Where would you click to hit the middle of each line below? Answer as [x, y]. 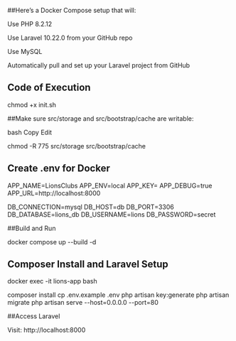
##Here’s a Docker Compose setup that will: [72, 10]
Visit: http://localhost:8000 [47, 330]
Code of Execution [49, 88]
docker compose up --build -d [52, 242]
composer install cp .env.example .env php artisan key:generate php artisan [118, 295]
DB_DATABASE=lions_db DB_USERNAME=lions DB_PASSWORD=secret [112, 214]
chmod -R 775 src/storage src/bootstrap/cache [77, 146]
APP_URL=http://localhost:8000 [54, 193]
